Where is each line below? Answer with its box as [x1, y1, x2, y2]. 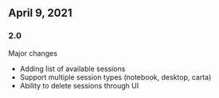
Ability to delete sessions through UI [19, 80, 139, 90]
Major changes [8, 48, 58, 58]
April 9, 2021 [8, 6, 72, 20]
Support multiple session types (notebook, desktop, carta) [19, 72, 212, 82]
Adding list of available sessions [19, 64, 126, 73]
